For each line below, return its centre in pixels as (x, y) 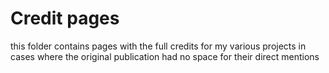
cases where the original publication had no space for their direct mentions (165, 56)
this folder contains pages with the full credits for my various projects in (158, 46)
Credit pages (65, 18)
